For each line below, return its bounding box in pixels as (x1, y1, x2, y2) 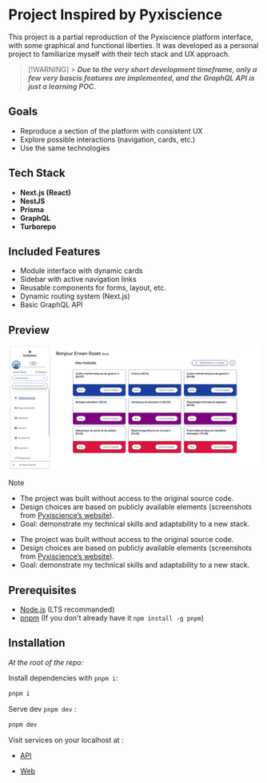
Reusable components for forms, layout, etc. (19, 283, 166, 293)
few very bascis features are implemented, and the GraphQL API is (27, 73, 255, 82)
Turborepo (19, 222, 57, 231)
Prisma (19, 204, 45, 214)
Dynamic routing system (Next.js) (19, 291, 130, 301)
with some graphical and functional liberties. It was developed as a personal (8, 40, 259, 50)
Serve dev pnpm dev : (8, 704, 77, 713)
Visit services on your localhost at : (8, 735, 124, 745)
